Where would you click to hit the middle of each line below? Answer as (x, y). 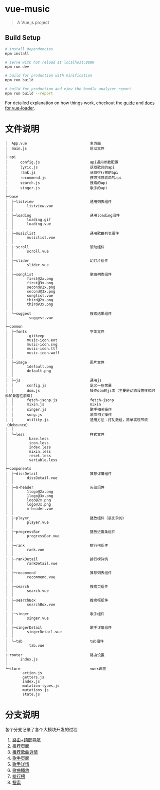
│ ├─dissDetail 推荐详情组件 (58, 474)
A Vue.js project (33, 22)
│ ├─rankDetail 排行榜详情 (57, 559)
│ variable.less (31, 460)
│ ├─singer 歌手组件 (55, 614)
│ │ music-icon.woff (32, 353)
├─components (18, 468)
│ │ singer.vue (27, 618)
